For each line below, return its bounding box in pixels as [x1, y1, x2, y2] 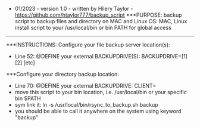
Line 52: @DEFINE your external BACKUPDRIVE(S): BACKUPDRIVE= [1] [14, 53, 187, 60]
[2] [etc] [14, 59, 35, 66]
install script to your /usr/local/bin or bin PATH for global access [14, 24, 171, 31]
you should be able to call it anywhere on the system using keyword [14, 107, 182, 114]
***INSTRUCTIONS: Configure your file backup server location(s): [6, 41, 171, 48]
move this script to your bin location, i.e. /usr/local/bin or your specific [14, 89, 187, 95]
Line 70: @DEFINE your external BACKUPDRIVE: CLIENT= [14, 82, 157, 89]
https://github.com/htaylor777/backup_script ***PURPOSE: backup [14, 11, 183, 18]
